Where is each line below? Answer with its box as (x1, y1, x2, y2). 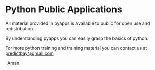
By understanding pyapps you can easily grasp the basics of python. (5, 35, 149, 41)
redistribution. (5, 25, 34, 31)
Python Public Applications (5, 4, 123, 15)
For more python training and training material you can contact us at (5, 45, 147, 51)
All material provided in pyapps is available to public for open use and (5, 20, 150, 26)
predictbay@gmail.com (5, 50, 54, 56)
